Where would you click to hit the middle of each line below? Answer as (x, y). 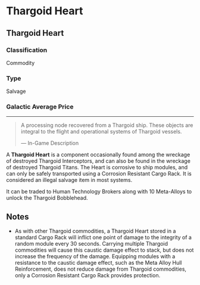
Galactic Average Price (40, 107)
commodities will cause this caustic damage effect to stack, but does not (104, 250)
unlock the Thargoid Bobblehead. (47, 198)
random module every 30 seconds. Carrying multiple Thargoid (91, 244)
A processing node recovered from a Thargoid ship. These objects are (107, 125)
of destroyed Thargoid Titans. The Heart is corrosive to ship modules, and (97, 168)
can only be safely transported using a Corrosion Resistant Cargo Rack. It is (99, 174)
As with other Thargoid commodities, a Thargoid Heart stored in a (95, 231)
